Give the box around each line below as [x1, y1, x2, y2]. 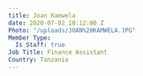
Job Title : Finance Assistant [8, 48, 108, 56]
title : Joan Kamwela [8, 11, 77, 20]
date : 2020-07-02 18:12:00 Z [8, 19, 104, 27]
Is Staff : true [15, 41, 66, 49]
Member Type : [8, 33, 51, 42]
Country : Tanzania [8, 56, 69, 64]
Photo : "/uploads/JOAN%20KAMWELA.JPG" [8, 26, 136, 34]
